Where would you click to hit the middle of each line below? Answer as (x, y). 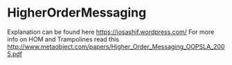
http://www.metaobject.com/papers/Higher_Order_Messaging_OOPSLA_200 (116, 46)
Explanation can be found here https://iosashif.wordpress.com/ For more (111, 32)
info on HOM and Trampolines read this (63, 39)
